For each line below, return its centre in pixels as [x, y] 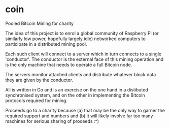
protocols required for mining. [36, 101]
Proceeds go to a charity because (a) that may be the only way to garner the [85, 110]
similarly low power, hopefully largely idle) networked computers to [75, 39]
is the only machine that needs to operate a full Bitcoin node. [69, 64]
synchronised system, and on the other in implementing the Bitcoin [75, 95]
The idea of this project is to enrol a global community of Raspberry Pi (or [82, 33]
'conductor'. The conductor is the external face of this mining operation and [84, 59]
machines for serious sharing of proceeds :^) [52, 121]
